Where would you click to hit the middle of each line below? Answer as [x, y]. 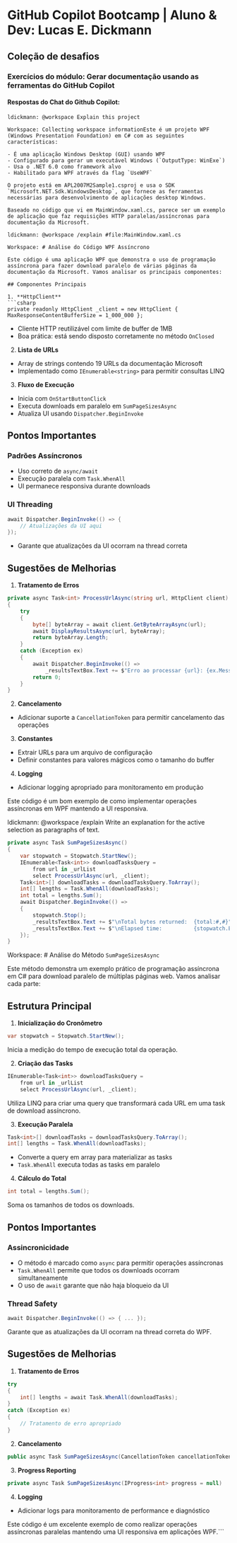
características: [33, 142]
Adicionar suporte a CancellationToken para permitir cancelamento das [121, 718]
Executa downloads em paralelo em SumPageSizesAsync [97, 406]
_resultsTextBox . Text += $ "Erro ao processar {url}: [124, 670]
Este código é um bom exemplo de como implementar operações [102, 801]
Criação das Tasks [45, 1063]
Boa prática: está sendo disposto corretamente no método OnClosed [116, 335]
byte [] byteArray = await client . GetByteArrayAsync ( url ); [120, 624]
